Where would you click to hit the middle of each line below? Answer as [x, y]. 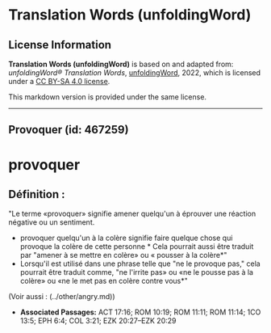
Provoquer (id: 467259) [69, 130]
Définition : [37, 194]
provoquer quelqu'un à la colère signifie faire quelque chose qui [126, 238]
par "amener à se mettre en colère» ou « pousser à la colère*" [123, 255]
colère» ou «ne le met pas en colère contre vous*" [104, 281]
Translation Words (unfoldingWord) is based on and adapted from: [121, 64]
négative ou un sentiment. [52, 222]
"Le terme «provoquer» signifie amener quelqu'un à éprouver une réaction [132, 214]
